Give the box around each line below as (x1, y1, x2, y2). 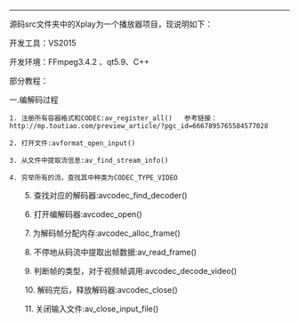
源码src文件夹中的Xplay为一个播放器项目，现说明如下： (9, 19, 214, 29)
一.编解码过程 (9, 94, 60, 105)
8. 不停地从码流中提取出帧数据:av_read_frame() (24, 246, 198, 257)
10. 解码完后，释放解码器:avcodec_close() (24, 285, 178, 295)
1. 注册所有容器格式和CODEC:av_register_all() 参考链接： (9, 114, 218, 123)
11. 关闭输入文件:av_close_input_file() (24, 303, 159, 314)
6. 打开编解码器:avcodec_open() (24, 209, 142, 219)
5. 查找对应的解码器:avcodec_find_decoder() (24, 190, 188, 200)
